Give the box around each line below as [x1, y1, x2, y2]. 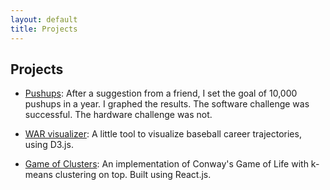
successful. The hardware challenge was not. [24, 109, 213, 121]
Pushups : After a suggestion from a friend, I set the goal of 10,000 [24, 87, 298, 100]
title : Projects [10, 24, 78, 34]
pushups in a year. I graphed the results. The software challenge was [24, 98, 310, 110]
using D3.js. [24, 139, 74, 151]
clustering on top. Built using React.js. [54, 169, 212, 181]
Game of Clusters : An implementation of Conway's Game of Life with [24, 158, 309, 170]
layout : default [10, 14, 78, 25]
